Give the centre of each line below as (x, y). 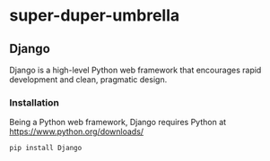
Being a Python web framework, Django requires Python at (118, 123)
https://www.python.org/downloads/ (77, 131)
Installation (35, 102)
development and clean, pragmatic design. (88, 80)
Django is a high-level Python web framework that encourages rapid (135, 70)
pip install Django (46, 148)
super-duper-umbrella (95, 16)
